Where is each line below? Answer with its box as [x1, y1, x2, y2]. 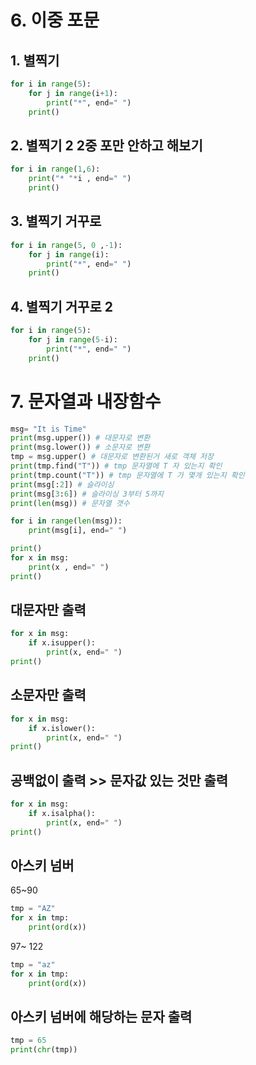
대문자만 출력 [10, 602, 87, 619]
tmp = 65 [10, 1036, 47, 1046]
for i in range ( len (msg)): [10, 516, 123, 526]
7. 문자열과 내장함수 [10, 390, 162, 413]
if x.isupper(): [28, 638, 97, 648]
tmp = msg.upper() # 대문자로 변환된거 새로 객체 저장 [10, 452, 214, 462]
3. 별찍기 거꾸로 [10, 213, 102, 230]
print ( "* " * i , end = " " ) [28, 174, 132, 184]
